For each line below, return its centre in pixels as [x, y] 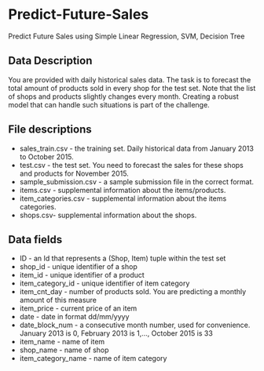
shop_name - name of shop [64, 350]
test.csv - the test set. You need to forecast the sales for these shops [131, 165]
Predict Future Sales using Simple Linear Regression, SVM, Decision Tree [126, 36]
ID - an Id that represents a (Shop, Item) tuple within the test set [123, 258]
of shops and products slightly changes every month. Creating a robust [124, 96]
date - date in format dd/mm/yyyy [74, 317]
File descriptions [50, 130]
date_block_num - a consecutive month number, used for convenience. [135, 325]
